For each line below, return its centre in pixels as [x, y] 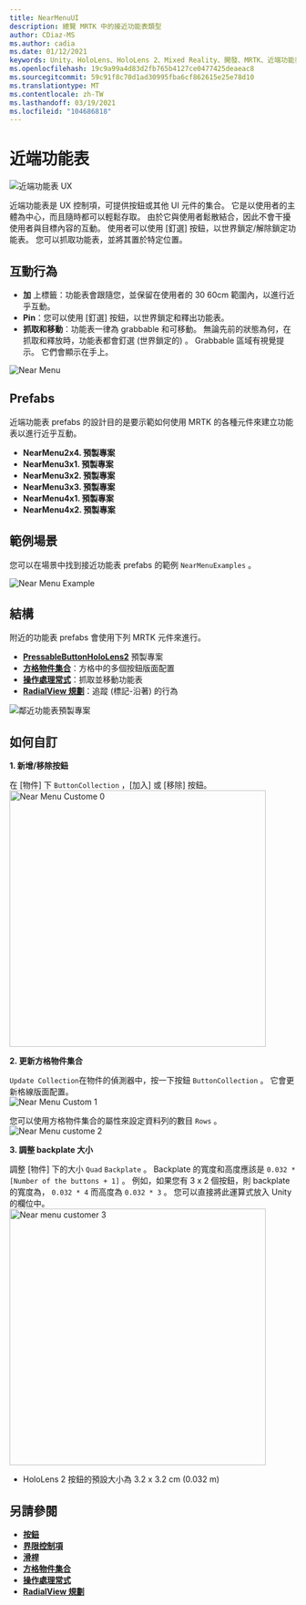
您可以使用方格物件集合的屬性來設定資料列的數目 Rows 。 [116, 1121]
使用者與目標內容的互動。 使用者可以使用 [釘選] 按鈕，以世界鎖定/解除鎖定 [149, 228]
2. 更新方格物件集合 [46, 1061]
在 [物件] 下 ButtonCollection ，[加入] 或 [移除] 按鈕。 [111, 785]
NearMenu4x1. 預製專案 [68, 498]
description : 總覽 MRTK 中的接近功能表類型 [86, 26]
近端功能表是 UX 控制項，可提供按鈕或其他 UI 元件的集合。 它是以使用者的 [148, 205]
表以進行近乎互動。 [46, 433]
